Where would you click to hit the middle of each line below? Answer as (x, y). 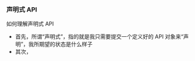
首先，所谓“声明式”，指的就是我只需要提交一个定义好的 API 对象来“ (99, 37)
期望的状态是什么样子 (66, 44)
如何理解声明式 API (30, 24)
